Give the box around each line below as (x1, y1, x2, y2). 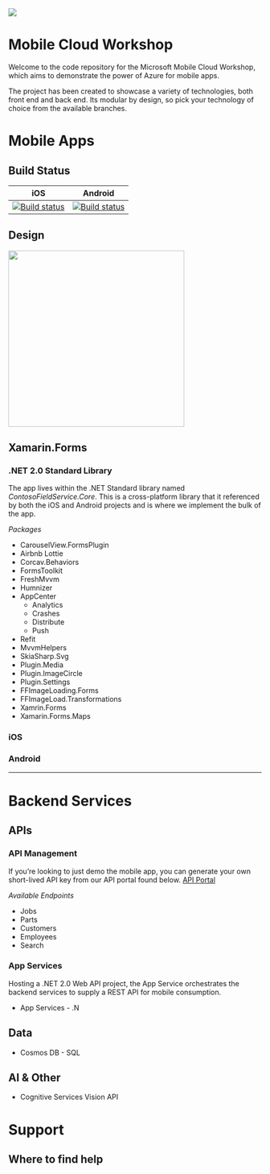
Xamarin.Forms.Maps (19, 711, 91, 721)
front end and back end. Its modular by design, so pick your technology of (8, 94, 255, 104)
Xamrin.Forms (19, 703, 67, 712)
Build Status (8, 164, 71, 177)
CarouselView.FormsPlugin (19, 540, 110, 550)
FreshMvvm (19, 575, 60, 584)
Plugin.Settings (19, 677, 71, 687)
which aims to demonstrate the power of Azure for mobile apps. (8, 70, 219, 80)
